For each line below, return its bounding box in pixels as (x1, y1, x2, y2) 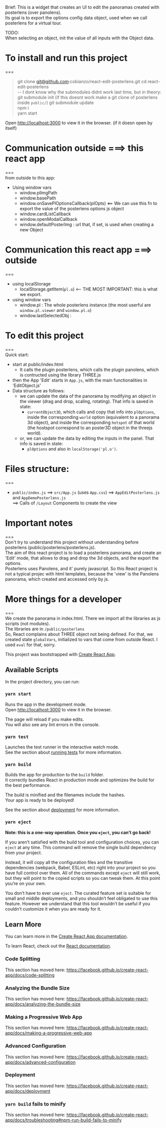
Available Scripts (5, 665, 58, 674)
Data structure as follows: (12, 387, 65, 393)
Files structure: (5, 463, 69, 474)
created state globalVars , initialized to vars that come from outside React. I (5, 636, 158, 642)
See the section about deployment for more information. (5, 807, 120, 813)
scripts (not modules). (5, 620, 51, 626)
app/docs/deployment (5, 1088, 51, 1094)
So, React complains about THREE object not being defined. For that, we (5, 631, 153, 637)
